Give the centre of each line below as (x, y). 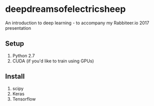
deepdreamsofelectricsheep (66, 9)
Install (15, 77)
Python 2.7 (23, 55)
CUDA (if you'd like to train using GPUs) (53, 61)
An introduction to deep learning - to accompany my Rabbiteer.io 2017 (77, 23)
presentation (18, 28)
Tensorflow (24, 99)
